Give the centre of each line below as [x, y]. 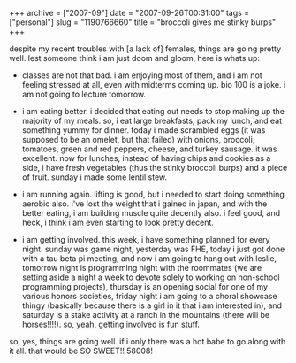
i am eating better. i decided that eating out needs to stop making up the [153, 111]
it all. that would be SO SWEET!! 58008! [81, 351]
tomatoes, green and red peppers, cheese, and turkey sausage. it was [149, 149]
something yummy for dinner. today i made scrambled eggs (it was [144, 130]
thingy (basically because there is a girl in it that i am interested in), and [152, 305]
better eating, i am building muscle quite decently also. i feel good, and [151, 213]
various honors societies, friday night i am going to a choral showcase [149, 296]
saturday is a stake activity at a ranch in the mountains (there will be [146, 315]
